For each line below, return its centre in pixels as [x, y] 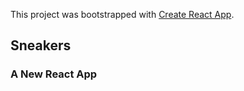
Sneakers [41, 45]
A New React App [54, 74]
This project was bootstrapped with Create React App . [122, 14]
